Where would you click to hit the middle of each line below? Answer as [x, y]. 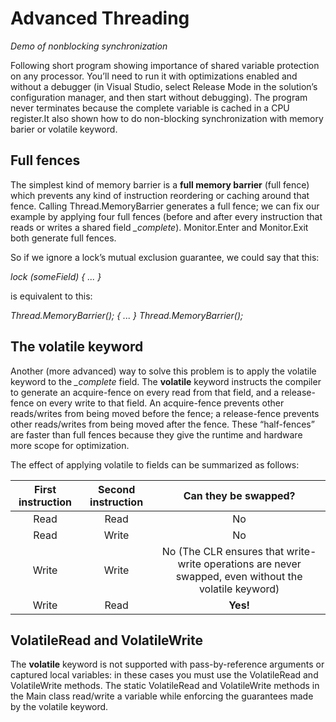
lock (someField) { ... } [56, 276]
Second [116, 489]
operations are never [252, 564]
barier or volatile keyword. [64, 129]
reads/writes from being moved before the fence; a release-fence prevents [165, 413]
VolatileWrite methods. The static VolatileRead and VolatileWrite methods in [165, 686]
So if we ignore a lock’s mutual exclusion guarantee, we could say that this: [165, 257]
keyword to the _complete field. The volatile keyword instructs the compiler [166, 381]
